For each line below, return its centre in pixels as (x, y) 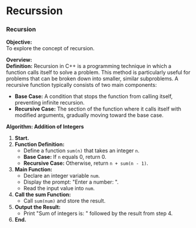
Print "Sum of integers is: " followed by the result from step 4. (98, 213)
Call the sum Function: (43, 195)
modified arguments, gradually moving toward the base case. (89, 115)
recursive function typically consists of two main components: (82, 85)
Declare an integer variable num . (62, 176)
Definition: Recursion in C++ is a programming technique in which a (89, 66)
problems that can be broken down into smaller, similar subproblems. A (92, 79)
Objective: (19, 42)
